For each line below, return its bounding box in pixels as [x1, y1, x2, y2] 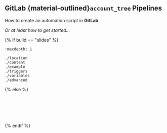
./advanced [5, 78, 28, 83]
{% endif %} [5, 122, 31, 128]
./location [5, 55, 28, 60]
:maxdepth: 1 [5, 46, 32, 52]
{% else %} [5, 86, 29, 92]
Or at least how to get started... [5, 27, 70, 33]
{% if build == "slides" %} [5, 37, 59, 43]
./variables [5, 73, 30, 78]
